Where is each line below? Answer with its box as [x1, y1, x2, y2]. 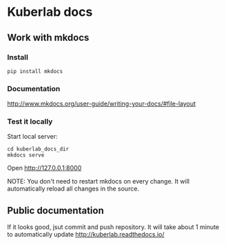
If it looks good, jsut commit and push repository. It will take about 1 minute [7, 223, 219, 231]
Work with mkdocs [7, 32, 90, 43]
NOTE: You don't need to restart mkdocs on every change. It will [7, 177, 189, 186]
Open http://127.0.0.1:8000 [7, 164, 82, 173]
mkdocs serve [7, 152, 45, 159]
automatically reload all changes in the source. [7, 184, 140, 193]
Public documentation [7, 204, 105, 216]
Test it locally [7, 117, 53, 126]
